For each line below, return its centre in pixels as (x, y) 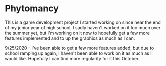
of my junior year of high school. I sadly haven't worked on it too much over (83, 27)
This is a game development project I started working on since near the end (83, 22)
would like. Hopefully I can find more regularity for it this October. (72, 58)
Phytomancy (32, 9)
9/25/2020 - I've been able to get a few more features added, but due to (80, 48)
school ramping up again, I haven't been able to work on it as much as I (78, 53)
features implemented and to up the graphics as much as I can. (70, 38)
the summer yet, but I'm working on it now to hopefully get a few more (77, 33)
